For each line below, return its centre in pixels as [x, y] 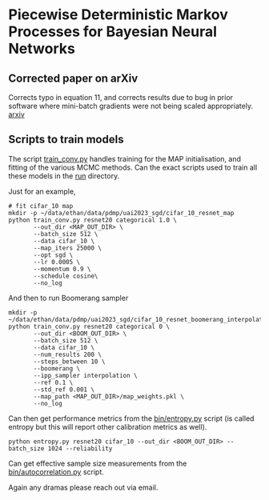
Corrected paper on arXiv [73, 78]
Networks [42, 49]
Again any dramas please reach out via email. [83, 487]
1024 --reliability [80, 448]
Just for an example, [42, 191]
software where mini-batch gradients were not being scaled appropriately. [131, 106]
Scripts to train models [66, 140]
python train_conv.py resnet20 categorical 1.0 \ [93, 220]
